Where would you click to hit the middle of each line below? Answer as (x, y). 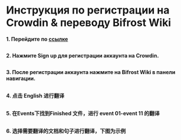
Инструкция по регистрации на (88, 10)
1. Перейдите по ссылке (37, 39)
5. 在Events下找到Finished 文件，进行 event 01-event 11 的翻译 (83, 113)
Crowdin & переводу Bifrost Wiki (89, 23)
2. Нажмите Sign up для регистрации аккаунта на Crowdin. (83, 55)
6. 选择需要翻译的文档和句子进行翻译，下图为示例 (66, 131)
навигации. (21, 78)
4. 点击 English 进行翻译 (35, 95)
